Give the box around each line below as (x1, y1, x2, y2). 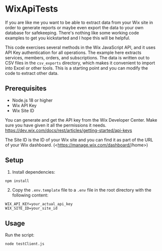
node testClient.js (5, 242, 45, 247)
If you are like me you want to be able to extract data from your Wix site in (5, 19, 153, 25)
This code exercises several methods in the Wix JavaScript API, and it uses (5, 44, 156, 50)
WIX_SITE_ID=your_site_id (5, 206, 57, 211)
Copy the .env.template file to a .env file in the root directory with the (12, 187, 152, 193)
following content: (12, 192, 49, 198)
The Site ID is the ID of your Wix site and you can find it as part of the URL (5, 137, 153, 143)
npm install (5, 179, 29, 183)
